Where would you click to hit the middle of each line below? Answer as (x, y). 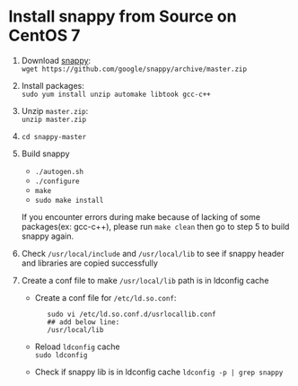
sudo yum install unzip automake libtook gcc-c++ (116, 94)
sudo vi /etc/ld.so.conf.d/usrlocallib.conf (131, 314)
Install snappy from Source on (123, 17)
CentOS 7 (44, 35)
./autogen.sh (59, 171)
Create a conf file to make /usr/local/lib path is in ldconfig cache (145, 280)
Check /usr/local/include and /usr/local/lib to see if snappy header (153, 253)
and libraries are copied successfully (90, 263)
